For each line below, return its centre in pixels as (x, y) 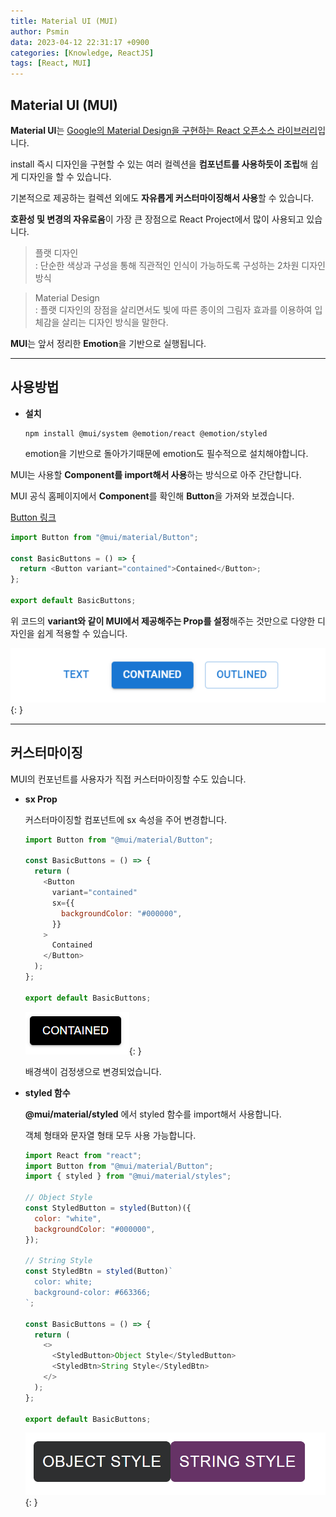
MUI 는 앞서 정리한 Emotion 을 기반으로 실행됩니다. (108, 343)
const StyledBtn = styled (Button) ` (99, 1271)
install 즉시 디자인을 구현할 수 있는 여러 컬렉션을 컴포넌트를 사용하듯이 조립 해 (159, 164)
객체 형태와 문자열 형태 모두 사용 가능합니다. (110, 1135)
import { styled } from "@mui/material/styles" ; (128, 1176)
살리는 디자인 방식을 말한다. (115, 322)
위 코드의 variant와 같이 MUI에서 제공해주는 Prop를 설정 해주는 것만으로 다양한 (163, 621)
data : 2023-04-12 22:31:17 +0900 (80, 42)
